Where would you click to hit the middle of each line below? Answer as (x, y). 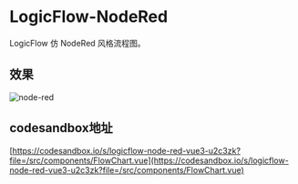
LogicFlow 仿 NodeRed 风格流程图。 (77, 43)
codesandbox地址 (62, 128)
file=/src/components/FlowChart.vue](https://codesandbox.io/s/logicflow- (149, 160)
